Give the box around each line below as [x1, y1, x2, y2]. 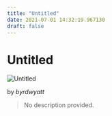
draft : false [7, 23, 44, 29]
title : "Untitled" [7, 10, 59, 17]
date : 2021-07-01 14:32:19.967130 [7, 16, 106, 23]
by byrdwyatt [7, 88, 44, 96]
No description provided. [23, 101, 94, 109]
